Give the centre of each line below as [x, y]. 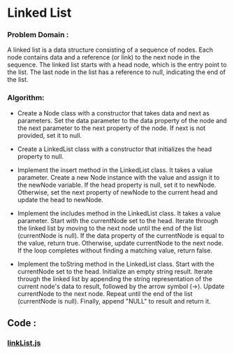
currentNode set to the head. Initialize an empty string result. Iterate [115, 271]
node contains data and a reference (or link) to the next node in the [104, 57]
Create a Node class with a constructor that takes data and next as [113, 113]
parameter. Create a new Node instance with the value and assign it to [118, 177]
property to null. [41, 156]
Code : [22, 323]
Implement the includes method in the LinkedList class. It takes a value [119, 213]
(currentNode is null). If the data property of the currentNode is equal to [121, 235]
